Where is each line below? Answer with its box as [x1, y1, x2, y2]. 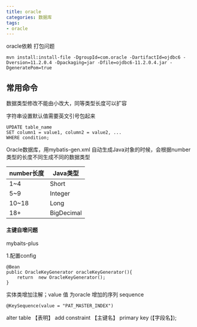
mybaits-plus [6, 240, 39, 247]
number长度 [9, 169, 44, 178]
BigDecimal [50, 209, 82, 217]
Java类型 [53, 169, 79, 178]
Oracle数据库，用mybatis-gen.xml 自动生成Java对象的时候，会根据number [6, 146, 191, 153]
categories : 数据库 [6, 14, 52, 20]
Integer [50, 190, 70, 198]
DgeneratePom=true [6, 65, 52, 71]
